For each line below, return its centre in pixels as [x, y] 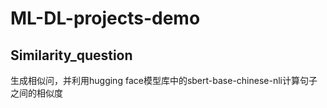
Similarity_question [71, 55]
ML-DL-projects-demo [105, 18]
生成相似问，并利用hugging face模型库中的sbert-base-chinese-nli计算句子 [164, 80]
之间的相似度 [36, 93]
